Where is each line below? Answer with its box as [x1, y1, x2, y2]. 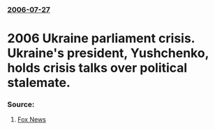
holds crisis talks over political [7, 60, 188, 76]
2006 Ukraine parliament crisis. [7, 31, 195, 47]
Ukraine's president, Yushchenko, [7, 45, 209, 61]
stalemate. [7, 75, 71, 91]
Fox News [17, 115, 47, 124]
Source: [7, 99, 35, 109]
